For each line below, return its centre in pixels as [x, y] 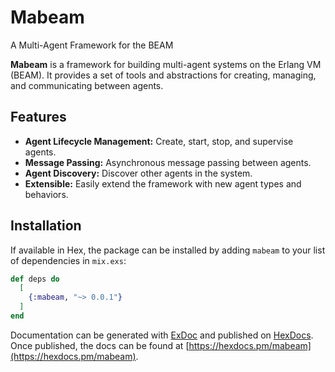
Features [38, 117]
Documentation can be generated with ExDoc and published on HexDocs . [162, 335]
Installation [46, 226]
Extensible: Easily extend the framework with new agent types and [163, 183]
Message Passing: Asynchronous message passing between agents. [168, 162]
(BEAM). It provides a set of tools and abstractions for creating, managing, [163, 75]
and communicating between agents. [87, 85]
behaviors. [46, 194]
